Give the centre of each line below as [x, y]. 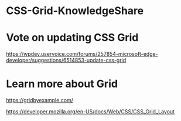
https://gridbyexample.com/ [40, 100]
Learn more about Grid [62, 84]
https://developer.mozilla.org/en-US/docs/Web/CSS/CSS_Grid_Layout [90, 112]
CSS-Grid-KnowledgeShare [75, 11]
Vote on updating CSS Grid [72, 38]
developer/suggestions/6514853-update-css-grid [66, 60]
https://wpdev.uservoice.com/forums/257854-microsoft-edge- [82, 54]
